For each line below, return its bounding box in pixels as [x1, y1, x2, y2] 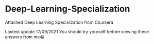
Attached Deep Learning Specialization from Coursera [5, 19, 113, 25]
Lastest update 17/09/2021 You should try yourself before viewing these [5, 29, 149, 34]
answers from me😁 [5, 34, 45, 40]
